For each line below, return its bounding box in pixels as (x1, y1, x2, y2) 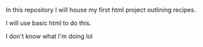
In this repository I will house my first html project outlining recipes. (6, 6, 196, 14)
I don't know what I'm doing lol (6, 32, 93, 40)
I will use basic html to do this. (6, 19, 92, 27)
